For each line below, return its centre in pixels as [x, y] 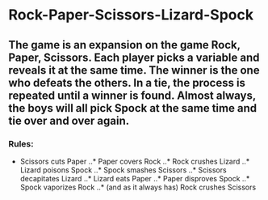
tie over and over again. [69, 120]
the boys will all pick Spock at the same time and [132, 108]
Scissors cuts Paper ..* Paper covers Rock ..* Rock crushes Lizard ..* [135, 161]
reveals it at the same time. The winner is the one [134, 70]
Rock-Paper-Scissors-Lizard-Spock [131, 15]
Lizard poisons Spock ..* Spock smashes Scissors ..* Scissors [124, 170]
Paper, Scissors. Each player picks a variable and [134, 57]
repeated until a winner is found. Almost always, [132, 95]
